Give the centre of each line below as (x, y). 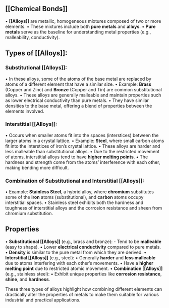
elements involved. (25, 111)
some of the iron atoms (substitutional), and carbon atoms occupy (74, 197)
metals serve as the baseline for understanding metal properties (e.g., (78, 32)
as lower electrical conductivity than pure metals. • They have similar (77, 100)
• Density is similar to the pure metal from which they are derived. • (76, 252)
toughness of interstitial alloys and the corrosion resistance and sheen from (84, 208)
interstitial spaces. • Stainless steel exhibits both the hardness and (74, 202)
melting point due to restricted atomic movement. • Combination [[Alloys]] (84, 268)
